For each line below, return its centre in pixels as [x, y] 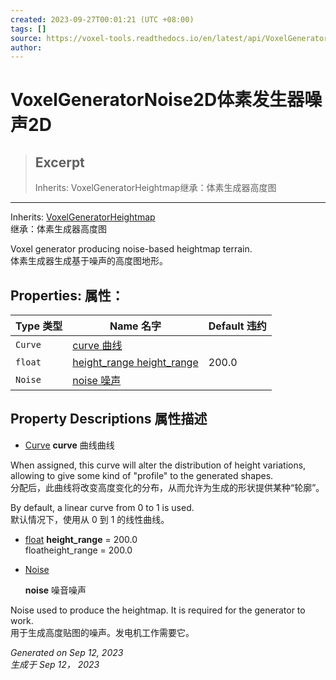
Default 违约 [237, 326]
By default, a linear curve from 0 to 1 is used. [102, 507]
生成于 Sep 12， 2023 [55, 664]
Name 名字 [135, 326]
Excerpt [59, 162]
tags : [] [28, 29]
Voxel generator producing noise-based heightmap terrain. [131, 249]
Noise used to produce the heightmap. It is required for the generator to [158, 610]
